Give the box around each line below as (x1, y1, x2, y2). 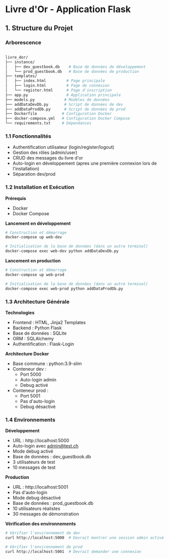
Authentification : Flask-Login (12, 341, 74, 347)
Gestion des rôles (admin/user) (12, 149, 77, 155)
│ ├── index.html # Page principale (5, 78, 105, 84)
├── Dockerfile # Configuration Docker (5, 111, 112, 116)
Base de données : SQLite (12, 330, 67, 336)
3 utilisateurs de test (12, 459, 56, 465)
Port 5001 (20, 392, 40, 398)
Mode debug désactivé (12, 495, 61, 501)
